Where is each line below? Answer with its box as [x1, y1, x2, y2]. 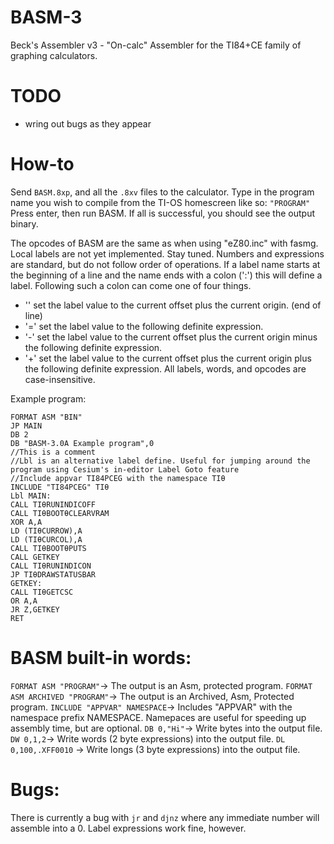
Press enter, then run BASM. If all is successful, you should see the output [10, 207, 316, 219]
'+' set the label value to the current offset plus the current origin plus [24, 352, 312, 364]
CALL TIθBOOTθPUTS [10, 543, 87, 553]
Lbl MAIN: [10, 491, 52, 501]
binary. [10, 217, 39, 230]
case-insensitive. [24, 373, 96, 385]
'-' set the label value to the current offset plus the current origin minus [24, 331, 318, 343]
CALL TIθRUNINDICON [10, 561, 92, 571]
